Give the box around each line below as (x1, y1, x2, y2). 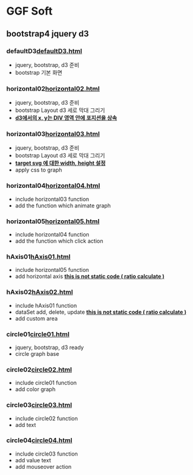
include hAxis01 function (15, 302, 77, 309)
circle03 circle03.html (6, 401, 72, 409)
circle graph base (15, 350, 60, 357)
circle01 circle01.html (6, 330, 70, 338)
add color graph (15, 386, 56, 393)
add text (15, 421, 37, 428)
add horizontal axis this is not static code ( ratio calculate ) (15, 272, 165, 280)
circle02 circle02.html (6, 365, 72, 373)
